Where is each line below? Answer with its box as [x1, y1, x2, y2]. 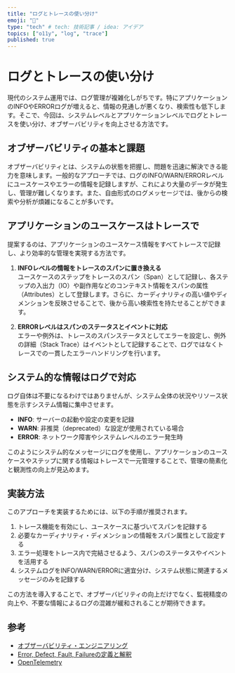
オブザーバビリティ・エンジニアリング [17, 641, 128, 650]
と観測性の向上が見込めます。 [7, 465, 93, 473]
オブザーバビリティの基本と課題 [7, 142, 145, 155]
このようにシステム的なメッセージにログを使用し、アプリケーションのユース [7, 447, 228, 456]
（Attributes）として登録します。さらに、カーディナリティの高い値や [17, 289, 216, 299]
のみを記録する [41, 575, 86, 584]
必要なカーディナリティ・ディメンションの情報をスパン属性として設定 [17, 531, 220, 540]
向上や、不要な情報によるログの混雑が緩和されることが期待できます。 [7, 599, 209, 608]
